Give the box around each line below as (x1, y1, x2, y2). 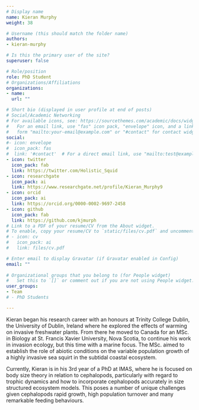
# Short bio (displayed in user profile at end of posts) (6, 107, 152, 113)
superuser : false (6, 58, 49, 64)
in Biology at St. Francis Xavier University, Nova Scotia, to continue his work (6, 335, 191, 342)
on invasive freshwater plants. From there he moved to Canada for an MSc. (6, 328, 190, 336)
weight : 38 (6, 20, 33, 26)
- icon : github (6, 206, 44, 212)
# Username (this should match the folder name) (6, 30, 129, 36)
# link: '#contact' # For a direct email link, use (6, 151, 142, 157)
